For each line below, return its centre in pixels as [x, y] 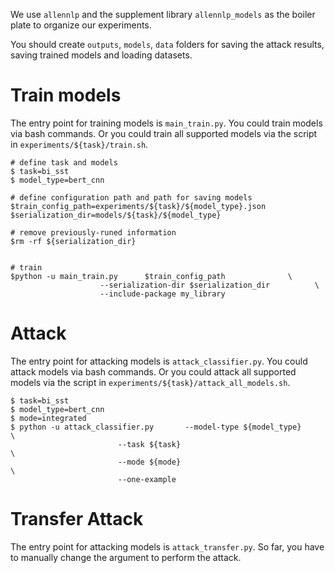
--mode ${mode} [149, 462]
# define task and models [64, 162]
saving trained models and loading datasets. [101, 55]
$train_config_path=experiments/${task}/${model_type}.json [138, 206]
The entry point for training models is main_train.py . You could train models [166, 123]
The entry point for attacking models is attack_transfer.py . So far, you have [167, 546]
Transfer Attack [77, 519]
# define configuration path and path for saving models [131, 197]
